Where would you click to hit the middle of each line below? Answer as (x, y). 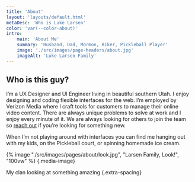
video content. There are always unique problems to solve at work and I (94, 113)
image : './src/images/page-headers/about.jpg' (75, 50)
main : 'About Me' (38, 39)
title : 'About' (25, 12)
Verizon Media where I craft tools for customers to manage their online (92, 107)
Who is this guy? (38, 80)
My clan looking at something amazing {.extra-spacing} (74, 173)
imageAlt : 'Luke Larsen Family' (57, 56)
